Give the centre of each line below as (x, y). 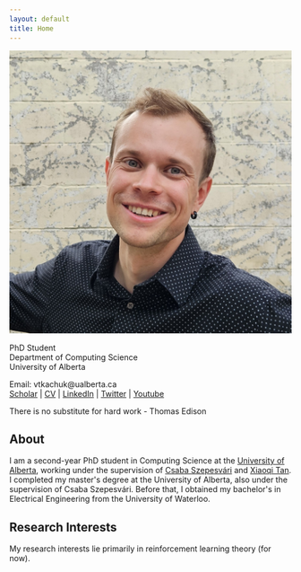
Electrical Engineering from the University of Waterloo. (110, 499)
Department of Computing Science (74, 357)
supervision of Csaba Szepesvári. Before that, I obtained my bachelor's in (145, 489)
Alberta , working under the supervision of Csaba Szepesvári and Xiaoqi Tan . (150, 471)
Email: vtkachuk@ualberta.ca (63, 384)
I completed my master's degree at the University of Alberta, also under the (149, 480)
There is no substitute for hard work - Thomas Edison (108, 411)
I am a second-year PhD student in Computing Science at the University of (147, 461)
